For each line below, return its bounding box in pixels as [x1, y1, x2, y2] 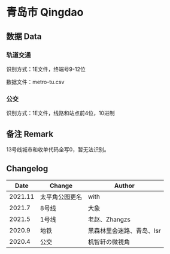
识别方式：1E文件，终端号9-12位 [6, 65, 86, 73]
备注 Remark [6, 129, 54, 139]
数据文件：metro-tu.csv [6, 78, 65, 85]
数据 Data [6, 31, 42, 41]
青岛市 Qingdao [6, 5, 84, 19]
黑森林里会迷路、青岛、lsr [87, 226, 161, 235]
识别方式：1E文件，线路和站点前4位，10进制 [6, 109, 115, 117]
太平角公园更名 [40, 193, 83, 201]
